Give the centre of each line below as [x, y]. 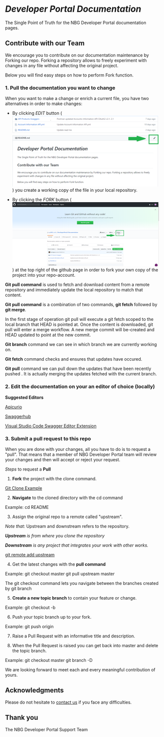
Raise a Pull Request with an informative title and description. [73, 636]
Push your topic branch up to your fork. [52, 617]
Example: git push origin [29, 626]
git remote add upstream [30, 554]
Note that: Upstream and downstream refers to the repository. [67, 526]
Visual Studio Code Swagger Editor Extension [51, 426]
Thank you [21, 718]
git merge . [16, 310]
